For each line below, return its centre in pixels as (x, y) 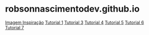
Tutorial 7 (15, 27)
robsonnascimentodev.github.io (73, 9)
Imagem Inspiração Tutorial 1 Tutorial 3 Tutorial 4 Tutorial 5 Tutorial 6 (74, 22)
